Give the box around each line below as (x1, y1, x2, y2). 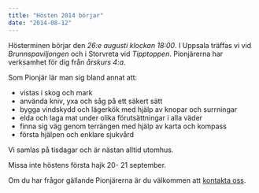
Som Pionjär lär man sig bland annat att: (8, 72, 138, 82)
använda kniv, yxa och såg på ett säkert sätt (19, 96, 163, 106)
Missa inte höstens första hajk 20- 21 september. (8, 160, 167, 169)
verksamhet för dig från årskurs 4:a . (8, 57, 126, 67)
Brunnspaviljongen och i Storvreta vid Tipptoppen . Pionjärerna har (8, 49, 224, 58)
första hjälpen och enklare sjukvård (19, 129, 135, 139)
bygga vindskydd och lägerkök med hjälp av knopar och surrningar (19, 104, 238, 114)
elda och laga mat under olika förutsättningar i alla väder (19, 113, 203, 122)
